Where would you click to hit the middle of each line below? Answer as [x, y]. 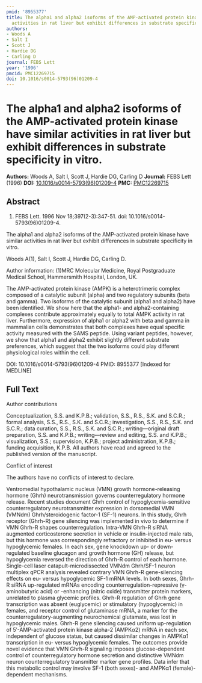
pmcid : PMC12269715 [31, 73]
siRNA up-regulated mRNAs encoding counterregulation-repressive [95, 585]
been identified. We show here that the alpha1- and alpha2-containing [93, 308]
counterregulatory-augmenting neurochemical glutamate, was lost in [91, 617]
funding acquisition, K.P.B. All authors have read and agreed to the [89, 447]
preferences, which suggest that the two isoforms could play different [93, 346]
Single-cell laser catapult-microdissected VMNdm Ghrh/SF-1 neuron [91, 566]
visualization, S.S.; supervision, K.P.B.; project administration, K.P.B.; [91, 441]
